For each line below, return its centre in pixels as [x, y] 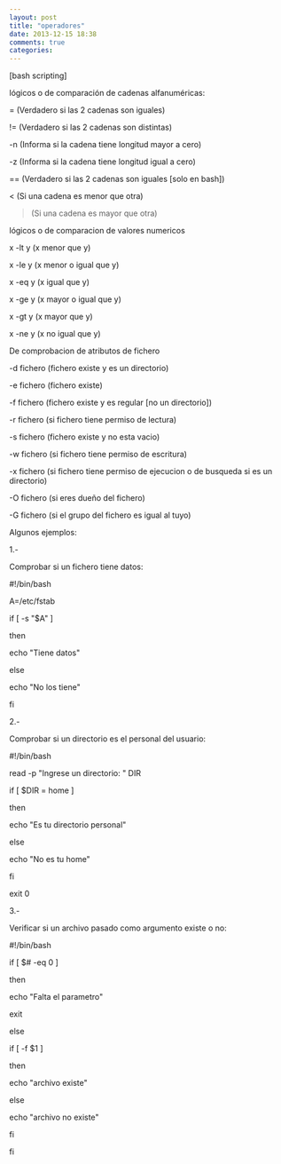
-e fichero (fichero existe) [56, 385]
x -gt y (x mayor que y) [51, 317]
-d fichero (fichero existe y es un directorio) [89, 368]
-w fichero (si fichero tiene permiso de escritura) [98, 455]
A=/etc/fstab [32, 601]
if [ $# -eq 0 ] [34, 962]
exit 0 [20, 894]
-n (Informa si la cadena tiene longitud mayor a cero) [105, 145]
